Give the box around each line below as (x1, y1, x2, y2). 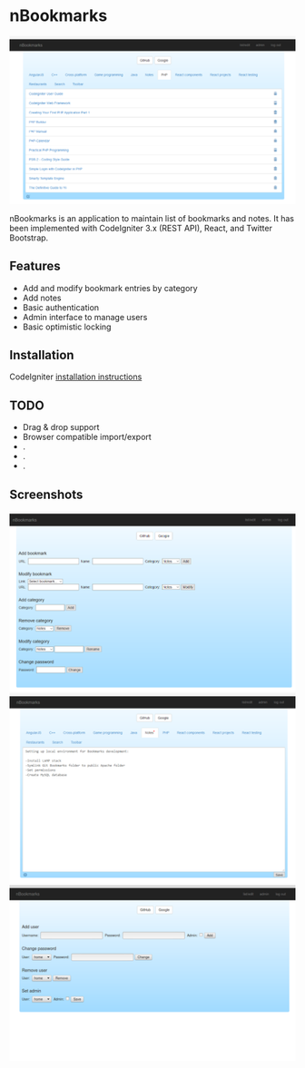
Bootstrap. (9, 232, 49, 243)
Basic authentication (22, 301, 100, 313)
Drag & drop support (22, 422, 100, 433)
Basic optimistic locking (22, 321, 112, 332)
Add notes (22, 292, 62, 303)
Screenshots (9, 486, 84, 502)
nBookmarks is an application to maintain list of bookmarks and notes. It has (9, 212, 295, 223)
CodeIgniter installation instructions (9, 371, 143, 382)
